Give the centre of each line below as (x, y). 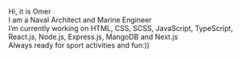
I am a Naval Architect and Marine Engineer (80, 20)
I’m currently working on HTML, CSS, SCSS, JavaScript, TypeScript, (121, 28)
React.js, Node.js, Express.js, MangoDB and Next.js (93, 37)
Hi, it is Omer (30, 12)
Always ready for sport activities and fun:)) (79, 45)
